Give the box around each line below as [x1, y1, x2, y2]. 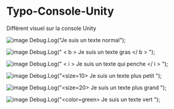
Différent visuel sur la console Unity [6, 24, 97, 32]
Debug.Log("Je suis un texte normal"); [29, 36, 126, 43]
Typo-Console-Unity [6, 4, 115, 18]
